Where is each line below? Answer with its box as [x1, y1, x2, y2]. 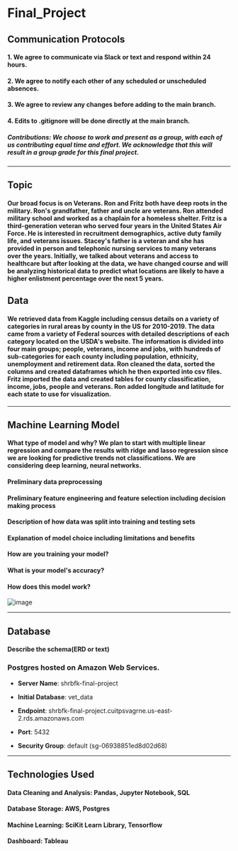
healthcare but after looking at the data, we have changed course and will [7, 259, 228, 267]
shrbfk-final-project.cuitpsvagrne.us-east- [48, 706, 173, 715]
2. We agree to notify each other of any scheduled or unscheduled [7, 77, 207, 85]
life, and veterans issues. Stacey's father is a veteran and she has [7, 236, 205, 245]
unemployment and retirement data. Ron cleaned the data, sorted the [7, 359, 215, 368]
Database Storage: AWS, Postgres [7, 804, 110, 813]
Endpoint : [17, 706, 47, 715]
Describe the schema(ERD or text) [7, 645, 110, 653]
